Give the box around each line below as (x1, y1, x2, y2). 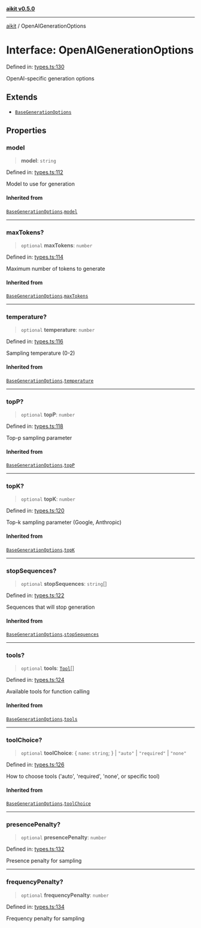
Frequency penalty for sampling (6, 915, 85, 922)
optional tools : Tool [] (20, 664, 75, 672)
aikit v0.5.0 (6, 5, 35, 12)
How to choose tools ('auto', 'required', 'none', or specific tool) (6, 773, 160, 780)
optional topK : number (20, 495, 76, 503)
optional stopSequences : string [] (20, 580, 107, 587)
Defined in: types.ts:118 (6, 423, 64, 430)
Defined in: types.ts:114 (6, 253, 64, 261)
